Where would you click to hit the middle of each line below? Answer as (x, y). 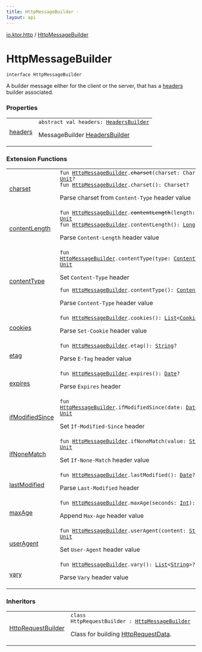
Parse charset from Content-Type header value (125, 198)
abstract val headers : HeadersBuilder (94, 122)
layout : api (21, 17)
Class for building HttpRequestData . (121, 634)
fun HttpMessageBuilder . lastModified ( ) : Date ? (127, 475)
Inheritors (21, 601)
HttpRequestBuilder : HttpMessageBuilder (130, 621)
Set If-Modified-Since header (103, 426)
